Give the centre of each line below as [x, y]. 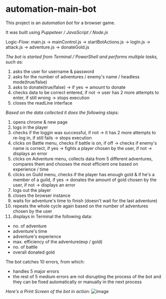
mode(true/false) [30, 82]
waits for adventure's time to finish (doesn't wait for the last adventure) [85, 200]
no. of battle [25, 247]
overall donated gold [34, 252]
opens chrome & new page [40, 122]
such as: [14, 62]
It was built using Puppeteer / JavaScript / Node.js [57, 32]
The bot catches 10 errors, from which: [45, 262]
